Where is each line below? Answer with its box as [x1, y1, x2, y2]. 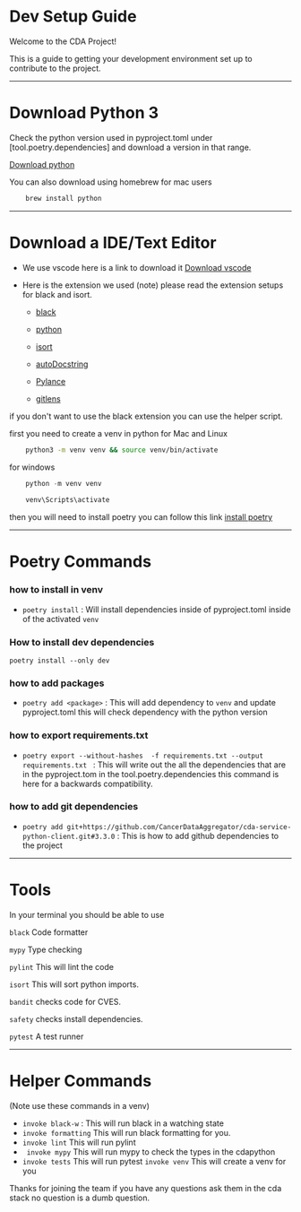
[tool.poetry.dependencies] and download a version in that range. [9, 142, 252, 152]
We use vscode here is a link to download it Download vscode [21, 262, 252, 273]
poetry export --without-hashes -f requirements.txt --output [21, 751, 264, 760]
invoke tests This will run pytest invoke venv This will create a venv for [21, 1156, 287, 1166]
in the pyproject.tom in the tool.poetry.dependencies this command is [21, 768, 279, 779]
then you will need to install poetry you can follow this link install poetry [9, 512, 273, 523]
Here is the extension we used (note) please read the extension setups [21, 280, 284, 290]
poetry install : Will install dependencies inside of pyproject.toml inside [21, 603, 291, 615]
